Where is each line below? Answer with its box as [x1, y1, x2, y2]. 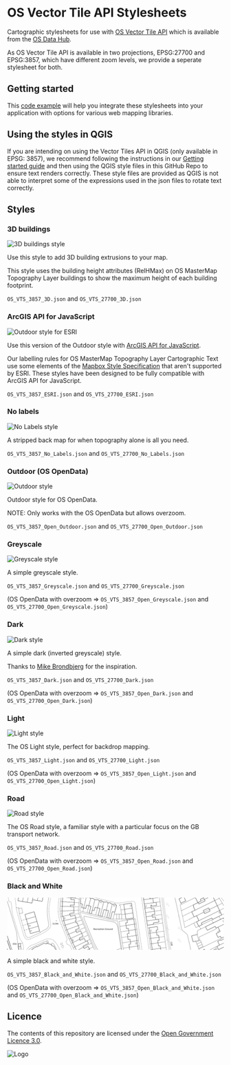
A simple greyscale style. [7, 568, 78, 577]
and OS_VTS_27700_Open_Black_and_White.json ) [7, 991, 139, 999]
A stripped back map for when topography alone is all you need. [7, 436, 189, 444]
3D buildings [7, 224, 51, 234]
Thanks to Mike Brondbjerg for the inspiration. [7, 662, 137, 670]
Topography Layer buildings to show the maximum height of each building [7, 274, 218, 282]
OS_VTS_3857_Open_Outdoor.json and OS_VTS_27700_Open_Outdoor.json [7, 522, 203, 530]
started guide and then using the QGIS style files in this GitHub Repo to [7, 161, 208, 170]
